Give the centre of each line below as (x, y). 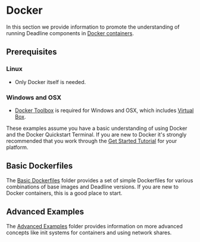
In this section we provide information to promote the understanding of (93, 27)
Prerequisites (32, 52)
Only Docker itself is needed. (50, 82)
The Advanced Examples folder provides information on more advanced (95, 226)
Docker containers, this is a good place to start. (64, 193)
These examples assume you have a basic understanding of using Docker (97, 128)
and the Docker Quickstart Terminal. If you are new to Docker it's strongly (96, 134)
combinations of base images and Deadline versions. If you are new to (92, 187)
